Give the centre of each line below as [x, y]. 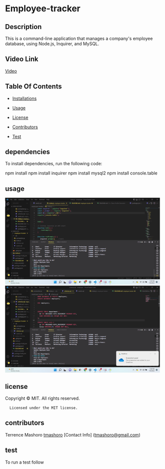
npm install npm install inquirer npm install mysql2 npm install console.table [82, 173]
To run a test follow [25, 462]
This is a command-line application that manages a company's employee [79, 38]
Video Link [22, 59]
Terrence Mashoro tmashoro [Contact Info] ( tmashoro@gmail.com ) [73, 435]
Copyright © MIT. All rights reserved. [42, 398]
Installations [24, 98]
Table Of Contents [34, 87]
